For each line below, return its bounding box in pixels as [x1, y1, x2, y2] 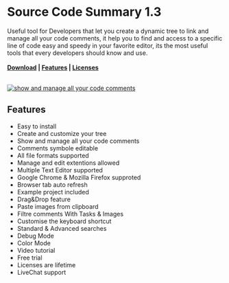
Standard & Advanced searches [16, 224, 107, 232]
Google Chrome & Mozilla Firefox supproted [16, 173, 141, 181]
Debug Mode [16, 231, 55, 240]
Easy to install [16, 122, 57, 131]
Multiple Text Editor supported [16, 166, 103, 174]
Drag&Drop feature [16, 195, 71, 203]
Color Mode [16, 238, 51, 247]
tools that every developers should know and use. [7, 49, 148, 57]
